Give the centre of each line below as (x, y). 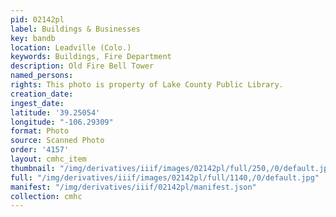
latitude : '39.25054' (55, 112)
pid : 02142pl (37, 19)
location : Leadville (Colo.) (71, 47)
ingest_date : (37, 103)
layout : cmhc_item (48, 159)
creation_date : (42, 94)
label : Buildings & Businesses (75, 29)
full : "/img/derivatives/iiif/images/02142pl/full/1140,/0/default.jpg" (165, 177)
